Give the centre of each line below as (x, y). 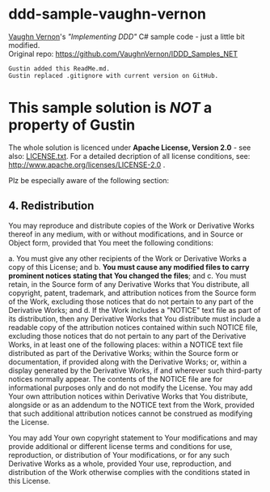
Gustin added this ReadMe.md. (59, 68)
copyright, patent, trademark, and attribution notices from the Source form (132, 293)
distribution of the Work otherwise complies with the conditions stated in (129, 472)
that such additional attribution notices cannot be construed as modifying (131, 413)
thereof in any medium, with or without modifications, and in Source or (126, 234)
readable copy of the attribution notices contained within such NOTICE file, (133, 327)
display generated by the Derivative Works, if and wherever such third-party (135, 370)
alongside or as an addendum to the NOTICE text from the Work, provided (131, 404)
